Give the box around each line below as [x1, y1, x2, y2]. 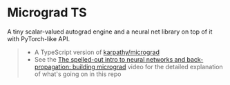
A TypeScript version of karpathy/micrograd [34, 48, 160, 56]
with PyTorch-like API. [7, 34, 70, 42]
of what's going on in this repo [34, 70, 122, 78]
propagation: [34, 62, 71, 71]
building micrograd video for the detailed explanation [72, 62, 223, 71]
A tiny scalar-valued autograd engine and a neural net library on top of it [7, 27, 213, 36]
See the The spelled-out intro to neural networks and [34, 55, 186, 63]
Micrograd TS [7, 5, 88, 21]
